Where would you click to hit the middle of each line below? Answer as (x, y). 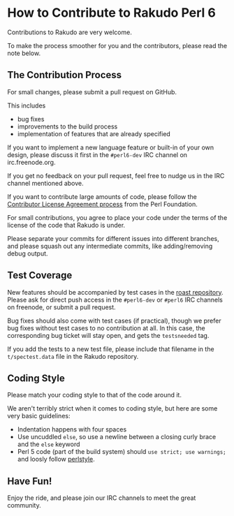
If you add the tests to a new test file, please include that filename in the (111, 349)
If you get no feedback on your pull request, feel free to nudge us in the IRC (116, 175)
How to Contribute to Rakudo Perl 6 (112, 13)
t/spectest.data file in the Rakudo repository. (73, 356)
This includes (27, 105)
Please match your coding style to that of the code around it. (94, 395)
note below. (24, 53)
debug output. (28, 253)
